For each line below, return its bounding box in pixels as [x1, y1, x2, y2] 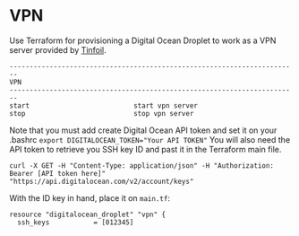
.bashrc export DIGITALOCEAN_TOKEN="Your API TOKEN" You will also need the [9, 134, 291, 144]
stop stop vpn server [9, 109, 194, 118]
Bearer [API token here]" [9, 169, 106, 178]
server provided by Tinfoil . [9, 44, 107, 55]
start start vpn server [9, 101, 199, 110]
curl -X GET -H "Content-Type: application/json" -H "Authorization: [9, 161, 275, 170]
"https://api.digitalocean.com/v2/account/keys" [9, 177, 194, 186]
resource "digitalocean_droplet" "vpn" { [9, 210, 167, 219]
